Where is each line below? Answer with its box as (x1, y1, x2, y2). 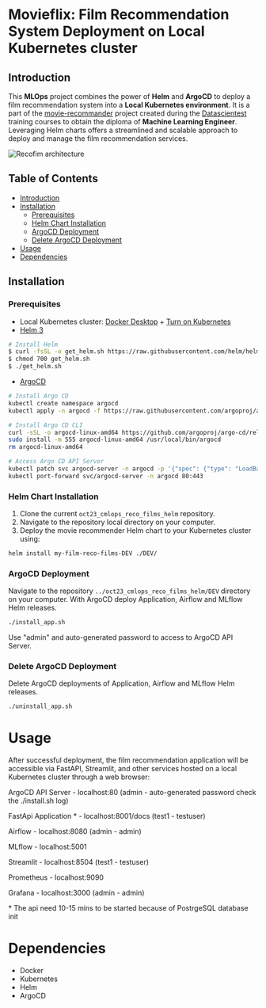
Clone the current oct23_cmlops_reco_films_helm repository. (19, 509, 215, 519)
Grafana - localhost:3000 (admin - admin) (8, 888, 145, 898)
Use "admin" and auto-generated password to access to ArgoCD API (8, 633, 234, 642)
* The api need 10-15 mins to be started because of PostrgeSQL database (8, 903, 249, 913)
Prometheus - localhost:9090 (8, 873, 104, 882)
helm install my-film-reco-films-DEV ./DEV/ (8, 550, 158, 557)
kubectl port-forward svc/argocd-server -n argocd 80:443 (8, 472, 203, 480)
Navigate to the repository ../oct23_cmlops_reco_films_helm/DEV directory (8, 586, 251, 595)
